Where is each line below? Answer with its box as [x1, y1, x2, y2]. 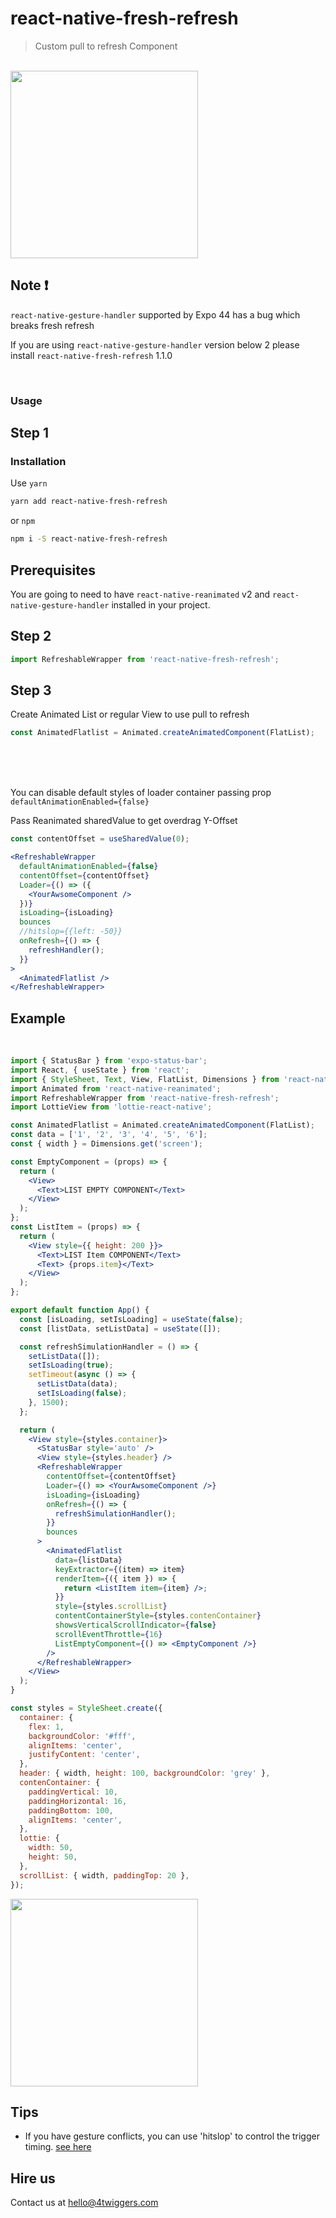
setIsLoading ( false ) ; [36, 1388, 128, 1399]
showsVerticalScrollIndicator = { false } [54, 1620, 217, 1631]
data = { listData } [54, 1555, 123, 1565]
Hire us [10, 2170, 56, 2187]
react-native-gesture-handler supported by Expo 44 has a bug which [10, 308, 301, 321]
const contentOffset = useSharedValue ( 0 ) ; [10, 834, 190, 844]
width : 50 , [28, 1843, 74, 1853]
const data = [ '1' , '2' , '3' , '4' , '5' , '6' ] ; [10, 1130, 208, 1140]
